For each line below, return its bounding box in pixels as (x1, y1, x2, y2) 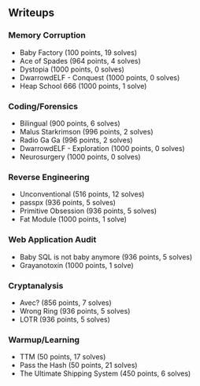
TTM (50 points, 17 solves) (19, 352, 106, 362)
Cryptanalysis (8, 280, 64, 291)
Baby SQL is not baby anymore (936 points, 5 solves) (19, 252, 193, 262)
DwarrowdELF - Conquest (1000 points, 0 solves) (19, 72, 180, 82)
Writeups (8, 6, 55, 20)
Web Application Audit (8, 234, 97, 245)
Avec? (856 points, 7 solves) (19, 298, 112, 307)
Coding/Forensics (8, 101, 79, 112)
